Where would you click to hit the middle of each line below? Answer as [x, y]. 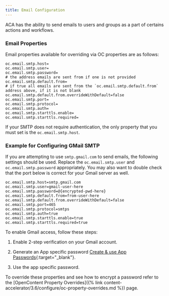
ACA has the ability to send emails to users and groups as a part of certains [85, 25]
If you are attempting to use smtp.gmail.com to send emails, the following [82, 157]
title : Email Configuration [35, 10]
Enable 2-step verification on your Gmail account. [65, 242]
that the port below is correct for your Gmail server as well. [67, 173]
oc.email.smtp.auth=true [32, 214]
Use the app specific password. [46, 267]
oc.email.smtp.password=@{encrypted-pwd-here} [56, 191]
